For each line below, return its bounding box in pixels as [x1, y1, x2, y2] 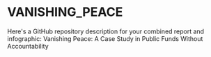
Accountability [7, 42, 49, 50]
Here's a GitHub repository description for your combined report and [7, 27, 204, 35]
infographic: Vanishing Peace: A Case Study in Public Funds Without [7, 34, 203, 42]
